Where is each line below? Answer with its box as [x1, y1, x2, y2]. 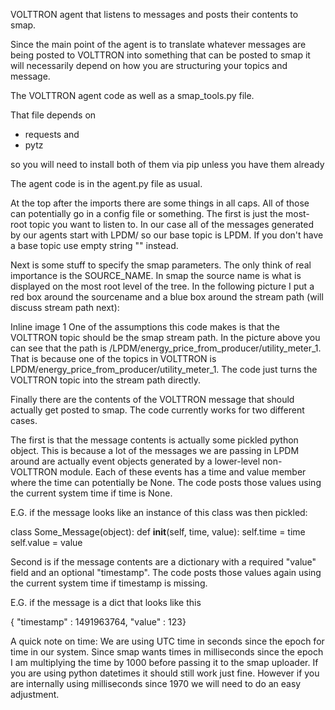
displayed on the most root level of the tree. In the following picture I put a [10, 280, 315, 292]
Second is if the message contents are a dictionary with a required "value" [10, 556, 317, 568]
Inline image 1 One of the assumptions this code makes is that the [10, 321, 280, 333]
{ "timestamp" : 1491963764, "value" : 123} [10, 616, 187, 628]
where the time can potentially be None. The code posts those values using [10, 477, 322, 488]
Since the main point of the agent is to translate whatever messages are [10, 39, 307, 50]
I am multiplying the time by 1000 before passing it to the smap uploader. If [10, 657, 319, 668]
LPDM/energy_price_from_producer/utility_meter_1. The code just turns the [10, 364, 318, 375]
